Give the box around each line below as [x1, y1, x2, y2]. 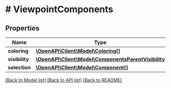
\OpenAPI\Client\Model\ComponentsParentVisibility [35, 56, 165, 63]
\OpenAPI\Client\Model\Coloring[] [35, 47, 121, 54]
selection [8, 64, 31, 71]
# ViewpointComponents [5, 4, 113, 15]
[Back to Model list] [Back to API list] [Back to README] [5, 77, 122, 83]
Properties [5, 24, 40, 33]
